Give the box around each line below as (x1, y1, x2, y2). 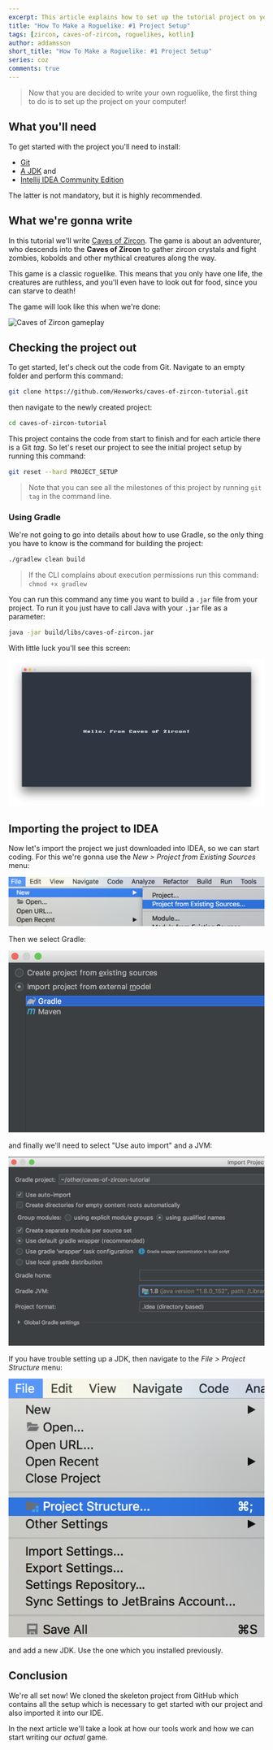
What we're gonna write (8, 214, 132, 228)
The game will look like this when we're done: (8, 302, 161, 311)
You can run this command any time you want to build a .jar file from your (8, 594, 258, 605)
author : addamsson (8, 39, 71, 47)
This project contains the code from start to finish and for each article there (8, 434, 262, 444)
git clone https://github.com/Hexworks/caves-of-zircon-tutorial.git (8, 388, 249, 396)
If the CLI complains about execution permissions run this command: (28, 570, 258, 580)
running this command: (8, 451, 86, 461)
